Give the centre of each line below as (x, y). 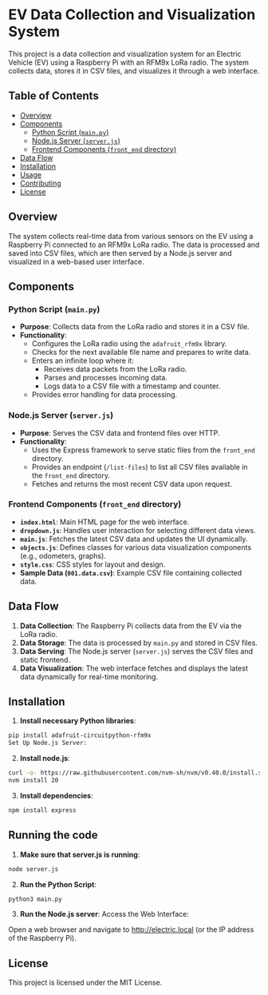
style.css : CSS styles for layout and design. (93, 564)
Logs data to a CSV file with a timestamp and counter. (132, 386)
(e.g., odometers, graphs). (63, 555)
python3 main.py (35, 899)
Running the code (53, 836)
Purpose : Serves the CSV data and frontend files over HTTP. (120, 432)
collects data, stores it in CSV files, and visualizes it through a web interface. (134, 70)
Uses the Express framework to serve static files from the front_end (143, 450)
